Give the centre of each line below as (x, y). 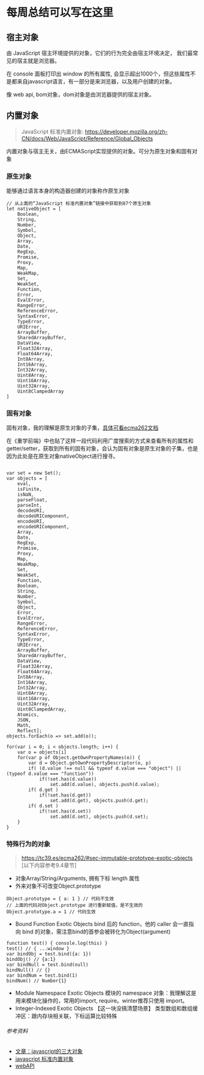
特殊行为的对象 (28, 844)
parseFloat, (32, 500)
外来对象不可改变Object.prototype (58, 886)
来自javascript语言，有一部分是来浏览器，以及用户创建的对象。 (96, 81)
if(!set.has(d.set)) (65, 811)
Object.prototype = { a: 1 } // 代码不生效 (60, 899)
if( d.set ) (44, 806)
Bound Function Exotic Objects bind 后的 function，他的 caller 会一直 (102, 923)
